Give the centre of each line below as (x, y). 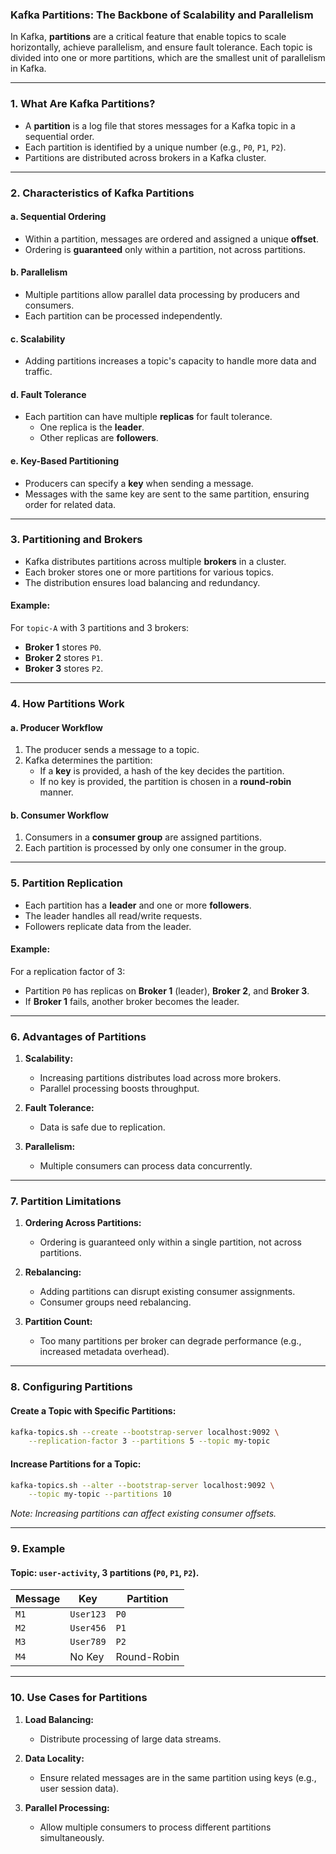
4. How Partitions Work (67, 703)
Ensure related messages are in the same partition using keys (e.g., (178, 1777)
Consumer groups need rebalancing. (115, 1302)
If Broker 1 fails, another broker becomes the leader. (132, 1001)
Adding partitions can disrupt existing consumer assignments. (167, 1292)
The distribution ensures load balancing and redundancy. (142, 582)
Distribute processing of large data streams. (130, 1739)
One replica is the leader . (92, 427)
